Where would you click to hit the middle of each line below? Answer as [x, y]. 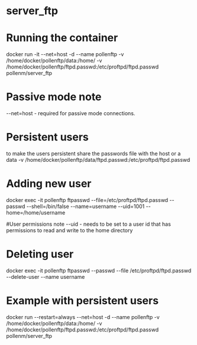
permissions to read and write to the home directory [70, 230]
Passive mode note [54, 97]
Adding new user [49, 184]
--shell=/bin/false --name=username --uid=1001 [85, 206]
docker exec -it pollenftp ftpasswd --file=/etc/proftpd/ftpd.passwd [87, 200]
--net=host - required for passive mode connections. [71, 113]
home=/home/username [36, 212]
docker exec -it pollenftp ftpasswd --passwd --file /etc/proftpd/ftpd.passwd [99, 271]
